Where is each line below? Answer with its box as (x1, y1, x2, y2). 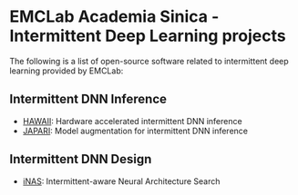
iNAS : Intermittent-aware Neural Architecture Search (22, 175, 221, 187)
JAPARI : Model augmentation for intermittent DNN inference (22, 125, 249, 136)
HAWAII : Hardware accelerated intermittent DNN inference (22, 115, 243, 126)
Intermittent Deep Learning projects (9, 25, 286, 46)
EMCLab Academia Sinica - (9, 6, 220, 27)
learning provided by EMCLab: (9, 65, 124, 76)
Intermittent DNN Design (9, 151, 152, 167)
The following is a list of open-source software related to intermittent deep (9, 55, 289, 66)
